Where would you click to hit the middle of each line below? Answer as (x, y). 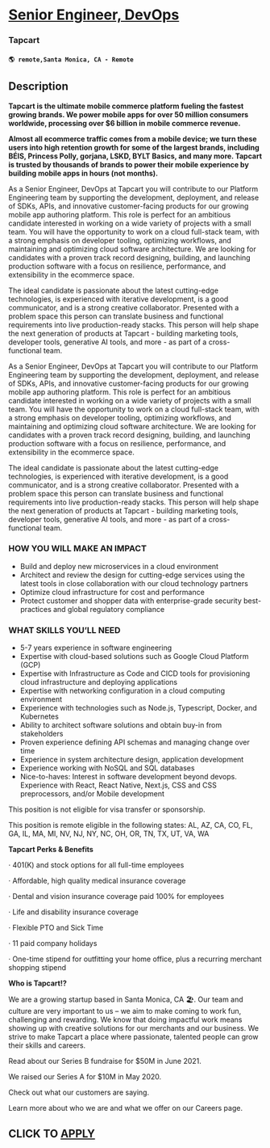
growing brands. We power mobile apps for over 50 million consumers (129, 114)
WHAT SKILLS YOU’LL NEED (64, 630)
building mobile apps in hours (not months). (83, 173)
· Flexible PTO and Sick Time (56, 928)
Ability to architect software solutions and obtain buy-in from (121, 725)
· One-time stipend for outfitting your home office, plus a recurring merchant (135, 959)
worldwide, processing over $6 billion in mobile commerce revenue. (125, 123)
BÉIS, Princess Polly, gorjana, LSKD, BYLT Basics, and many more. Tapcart (135, 156)
